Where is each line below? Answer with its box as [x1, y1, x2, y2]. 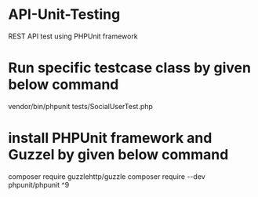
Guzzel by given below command [8, 146, 229, 164]
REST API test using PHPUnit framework [8, 31, 139, 41]
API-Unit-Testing [8, 5, 121, 24]
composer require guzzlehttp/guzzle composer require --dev [8, 171, 205, 181]
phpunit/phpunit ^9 [8, 180, 70, 189]
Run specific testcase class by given [8, 59, 251, 77]
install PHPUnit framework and [8, 130, 213, 147]
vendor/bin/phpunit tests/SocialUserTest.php [8, 101, 153, 111]
